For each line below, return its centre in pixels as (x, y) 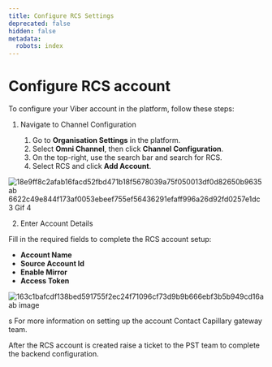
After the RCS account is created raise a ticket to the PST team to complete (134, 345)
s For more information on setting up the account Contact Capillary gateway (135, 321)
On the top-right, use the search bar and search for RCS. (127, 158)
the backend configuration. (54, 354)
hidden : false (32, 31)
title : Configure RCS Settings (61, 16)
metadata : (25, 39)
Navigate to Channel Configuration (78, 125)
